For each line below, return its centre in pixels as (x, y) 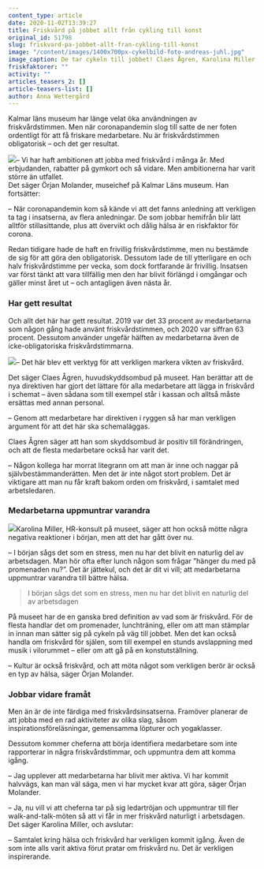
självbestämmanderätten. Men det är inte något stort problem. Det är (120, 474)
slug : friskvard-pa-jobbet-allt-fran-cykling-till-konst (104, 45)
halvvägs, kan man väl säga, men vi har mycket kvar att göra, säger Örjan (127, 784)
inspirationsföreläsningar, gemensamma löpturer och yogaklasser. (115, 729)
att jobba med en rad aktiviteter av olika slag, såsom (93, 720)
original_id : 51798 (40, 37)
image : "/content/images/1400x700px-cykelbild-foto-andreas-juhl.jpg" (126, 52)
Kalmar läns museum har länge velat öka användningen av (103, 118)
